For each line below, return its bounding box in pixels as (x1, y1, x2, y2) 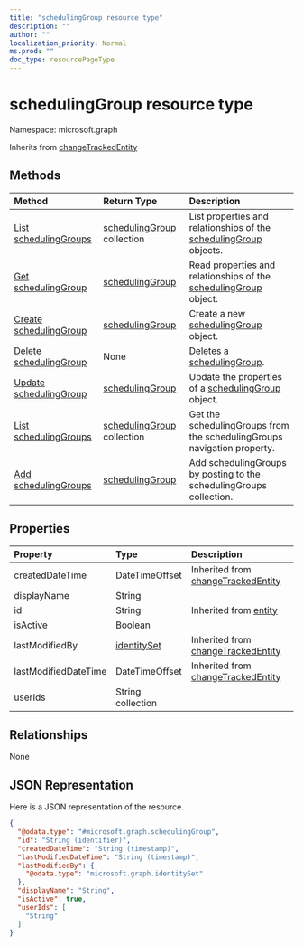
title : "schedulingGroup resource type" (9, 13, 164, 23)
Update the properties (188, 370, 282, 383)
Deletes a (188, 345, 229, 357)
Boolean (115, 619, 151, 631)
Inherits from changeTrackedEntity (9, 141, 138, 152)
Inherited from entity (190, 603, 278, 616)
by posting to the (188, 468, 262, 480)
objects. (188, 243, 224, 256)
